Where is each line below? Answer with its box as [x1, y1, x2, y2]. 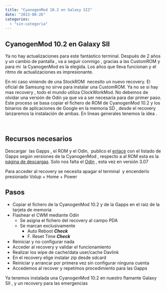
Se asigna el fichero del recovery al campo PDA [19, 217, 118, 223]
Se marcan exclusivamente [19, 222, 76, 228]
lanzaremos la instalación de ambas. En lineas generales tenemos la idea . [5, 110, 158, 116]
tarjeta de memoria [12, 206, 52, 212]
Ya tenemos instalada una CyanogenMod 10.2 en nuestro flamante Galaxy [5, 274, 157, 280]
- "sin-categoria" [9, 21, 48, 26]
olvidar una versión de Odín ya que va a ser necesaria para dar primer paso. [5, 94, 162, 100]
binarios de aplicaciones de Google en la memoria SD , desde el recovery [5, 105, 156, 111]
